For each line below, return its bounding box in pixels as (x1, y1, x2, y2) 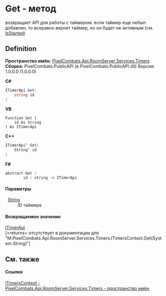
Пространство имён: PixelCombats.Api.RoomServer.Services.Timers (5, 58, 150, 64)
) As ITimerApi (5, 124, 37, 130)
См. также (5, 255, 40, 264)
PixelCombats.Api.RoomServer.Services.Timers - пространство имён (5, 286, 149, 291)
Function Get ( (5, 116, 37, 121)
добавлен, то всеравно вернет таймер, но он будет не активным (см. (5, 24, 154, 30)
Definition (5, 44, 36, 53)
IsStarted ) (5, 30, 26, 36)
